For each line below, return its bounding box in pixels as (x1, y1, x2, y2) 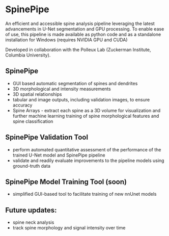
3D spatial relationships (12, 91, 62, 97)
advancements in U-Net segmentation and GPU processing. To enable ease (5, 25, 164, 32)
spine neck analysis (12, 219, 54, 225)
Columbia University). (5, 52, 51, 58)
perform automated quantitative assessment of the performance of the (12, 146, 161, 152)
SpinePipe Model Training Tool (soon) (5, 177, 127, 186)
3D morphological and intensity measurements (12, 86, 111, 92)
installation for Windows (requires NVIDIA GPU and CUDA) (5, 37, 128, 43)
